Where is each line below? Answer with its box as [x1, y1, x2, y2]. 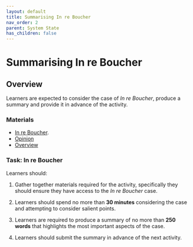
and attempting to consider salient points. [14, 205, 116, 212]
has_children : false [6, 31, 57, 36]
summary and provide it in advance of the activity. [6, 101, 128, 108]
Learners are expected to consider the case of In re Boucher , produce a [6, 95, 181, 102]
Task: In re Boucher [6, 156, 63, 165]
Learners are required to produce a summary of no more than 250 [14, 216, 176, 223]
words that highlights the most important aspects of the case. [14, 222, 165, 229]
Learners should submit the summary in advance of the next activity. [14, 233, 182, 241]
